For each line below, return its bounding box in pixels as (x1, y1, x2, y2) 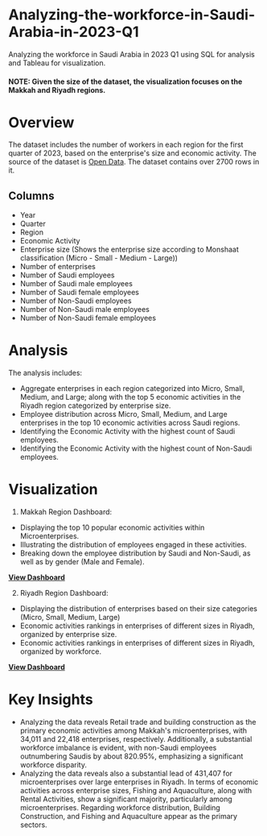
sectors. (19, 820, 47, 830)
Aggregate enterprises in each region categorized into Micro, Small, (19, 384, 245, 393)
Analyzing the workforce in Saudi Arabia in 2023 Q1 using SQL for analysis (8, 49, 255, 59)
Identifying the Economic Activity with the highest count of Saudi (19, 426, 236, 436)
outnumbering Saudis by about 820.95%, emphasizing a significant (19, 751, 244, 761)
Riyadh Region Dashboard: (19, 589, 109, 598)
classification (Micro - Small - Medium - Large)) (19, 253, 179, 263)
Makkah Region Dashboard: (19, 507, 113, 517)
